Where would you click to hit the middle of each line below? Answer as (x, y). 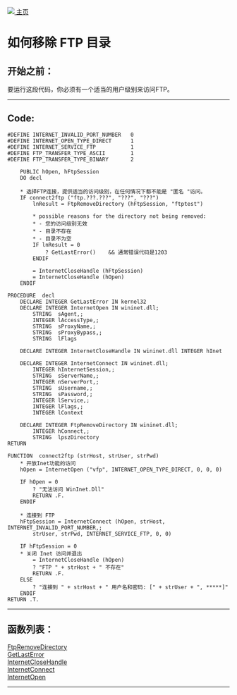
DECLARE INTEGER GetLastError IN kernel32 (83, 302)
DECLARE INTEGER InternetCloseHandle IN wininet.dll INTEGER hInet (121, 351)
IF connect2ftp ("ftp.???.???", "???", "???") (90, 197)
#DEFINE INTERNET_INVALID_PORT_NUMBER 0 (71, 135)
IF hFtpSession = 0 (49, 546)
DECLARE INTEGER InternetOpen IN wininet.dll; (90, 308)
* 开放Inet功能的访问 (48, 463)
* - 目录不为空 (52, 239)
